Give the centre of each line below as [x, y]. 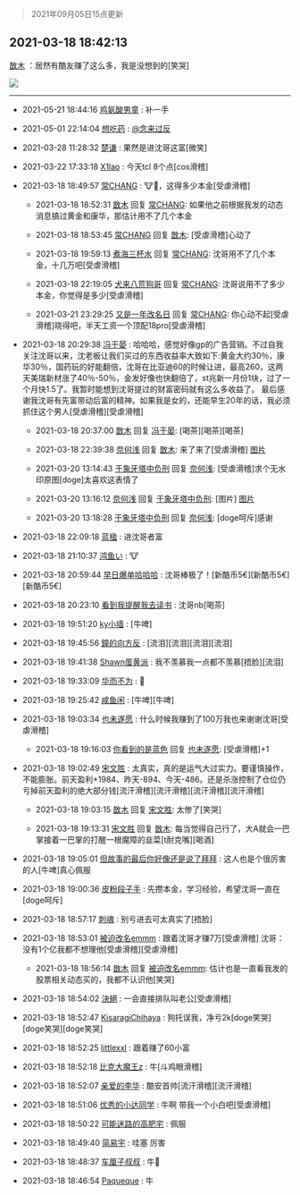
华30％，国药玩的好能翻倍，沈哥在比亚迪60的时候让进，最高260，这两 [153, 367]
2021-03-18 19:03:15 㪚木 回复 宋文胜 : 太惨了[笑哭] [128, 809]
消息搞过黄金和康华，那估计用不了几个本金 [114, 216]
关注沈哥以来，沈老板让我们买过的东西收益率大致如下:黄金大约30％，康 [154, 355]
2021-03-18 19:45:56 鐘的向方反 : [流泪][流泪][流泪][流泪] [127, 642]
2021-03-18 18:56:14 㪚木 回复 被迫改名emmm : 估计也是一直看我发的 [162, 968]
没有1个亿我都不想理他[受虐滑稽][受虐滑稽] [100, 949]
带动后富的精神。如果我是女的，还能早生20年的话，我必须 [184, 400]
